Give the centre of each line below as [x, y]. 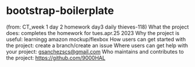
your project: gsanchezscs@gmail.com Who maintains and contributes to [95, 51]
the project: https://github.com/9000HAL [56, 58]
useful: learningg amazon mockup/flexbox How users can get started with [96, 39]
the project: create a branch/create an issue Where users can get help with [97, 45]
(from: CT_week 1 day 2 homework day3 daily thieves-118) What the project [97, 27]
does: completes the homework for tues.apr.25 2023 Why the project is [93, 33]
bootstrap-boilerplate [60, 11]
